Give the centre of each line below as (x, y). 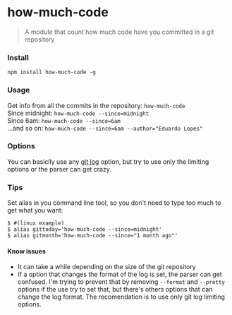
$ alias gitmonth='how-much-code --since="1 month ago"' (93, 236)
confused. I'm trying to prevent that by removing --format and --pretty (121, 282)
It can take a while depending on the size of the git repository (106, 267)
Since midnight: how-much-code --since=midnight (78, 113)
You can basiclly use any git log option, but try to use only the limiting (108, 161)
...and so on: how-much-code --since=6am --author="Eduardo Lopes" (105, 128)
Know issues (26, 251)
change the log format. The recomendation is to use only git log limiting (121, 297)
